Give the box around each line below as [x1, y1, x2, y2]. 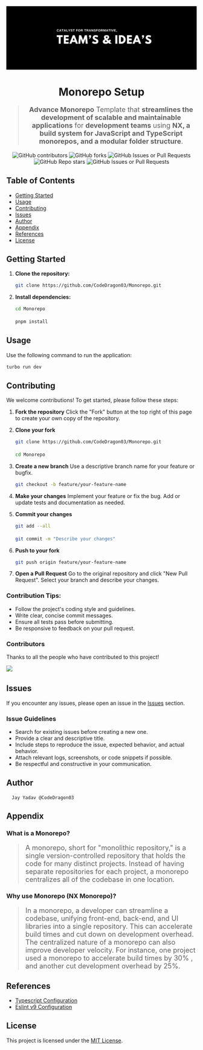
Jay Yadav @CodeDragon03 [11, 794, 74, 800]
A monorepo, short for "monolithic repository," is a [25, 843, 186, 852]
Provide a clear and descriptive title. [14, 734, 105, 742]
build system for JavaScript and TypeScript [39, 129, 183, 138]
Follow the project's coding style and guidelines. [14, 605, 136, 612]
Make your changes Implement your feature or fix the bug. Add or [14, 492, 180, 499]
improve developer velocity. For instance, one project [25, 946, 196, 954]
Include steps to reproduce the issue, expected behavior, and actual [14, 741, 185, 748]
